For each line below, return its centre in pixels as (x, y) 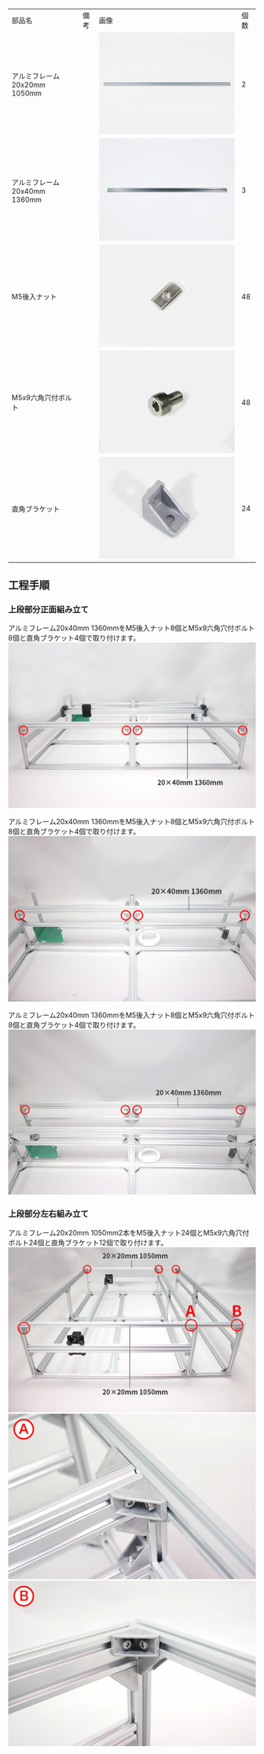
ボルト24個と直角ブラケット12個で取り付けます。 (88, 1243)
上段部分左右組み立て (48, 1214)
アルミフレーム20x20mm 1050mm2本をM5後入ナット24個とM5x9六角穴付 (129, 1232)
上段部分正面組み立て (48, 609)
